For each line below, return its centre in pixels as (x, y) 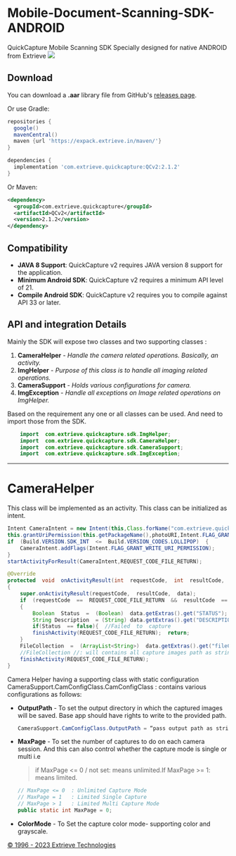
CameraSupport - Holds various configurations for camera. (104, 385)
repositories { (29, 121)
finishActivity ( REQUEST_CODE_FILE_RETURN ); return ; (111, 633)
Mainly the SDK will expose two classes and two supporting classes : (107, 341)
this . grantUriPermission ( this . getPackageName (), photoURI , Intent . (105, 535)
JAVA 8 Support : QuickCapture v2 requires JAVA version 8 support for (120, 265)
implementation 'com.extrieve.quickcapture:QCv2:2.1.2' (97, 167)
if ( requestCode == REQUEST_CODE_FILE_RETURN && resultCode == (124, 600)
